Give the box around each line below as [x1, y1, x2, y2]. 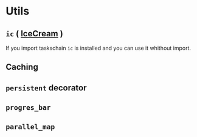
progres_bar [5, 103, 51, 112]
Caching [5, 62, 39, 72]
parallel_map [5, 122, 55, 131]
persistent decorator [5, 82, 87, 93]
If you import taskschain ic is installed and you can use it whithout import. [5, 44, 192, 52]
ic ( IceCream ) [5, 28, 63, 39]
